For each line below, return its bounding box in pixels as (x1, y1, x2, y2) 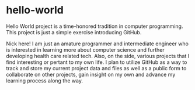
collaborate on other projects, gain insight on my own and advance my (6, 71, 176, 78)
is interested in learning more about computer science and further (6, 46, 165, 53)
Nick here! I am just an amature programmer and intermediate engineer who (6, 40, 189, 47)
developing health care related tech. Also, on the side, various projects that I (6, 52, 190, 59)
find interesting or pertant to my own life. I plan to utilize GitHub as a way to (6, 59, 187, 66)
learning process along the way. (6, 77, 83, 84)
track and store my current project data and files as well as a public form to (6, 64, 187, 71)
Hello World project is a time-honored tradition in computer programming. (6, 23, 183, 30)
